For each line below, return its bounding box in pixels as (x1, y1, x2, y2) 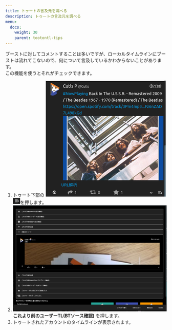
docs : (10, 25, 22, 30)
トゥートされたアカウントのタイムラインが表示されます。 (12, 319, 134, 325)
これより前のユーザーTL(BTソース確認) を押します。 (12, 313, 122, 319)
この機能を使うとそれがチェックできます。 (5, 70, 95, 76)
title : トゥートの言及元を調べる (5, 8, 68, 13)
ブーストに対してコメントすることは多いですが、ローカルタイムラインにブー (5, 51, 166, 57)
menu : (5, 19, 17, 24)
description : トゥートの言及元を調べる (5, 13, 81, 19)
